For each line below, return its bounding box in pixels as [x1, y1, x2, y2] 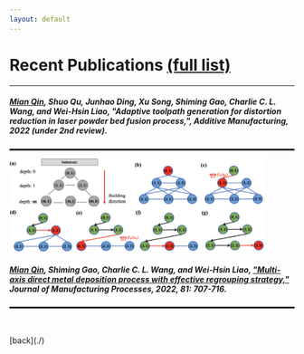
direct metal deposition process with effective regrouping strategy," [26, 273, 290, 284]
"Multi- [252, 263, 281, 275]
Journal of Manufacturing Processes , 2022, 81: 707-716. [9, 283, 228, 294]
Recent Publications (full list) [9, 54, 231, 75]
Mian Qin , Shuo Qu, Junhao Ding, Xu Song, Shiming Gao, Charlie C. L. [9, 96, 277, 108]
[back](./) [9, 335, 45, 346]
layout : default [9, 14, 71, 24]
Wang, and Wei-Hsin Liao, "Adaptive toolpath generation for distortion [9, 106, 282, 117]
